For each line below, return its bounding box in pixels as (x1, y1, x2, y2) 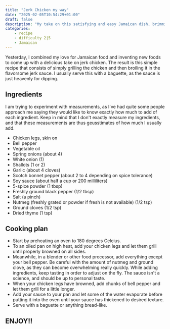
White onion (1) (12, 156, 45, 162)
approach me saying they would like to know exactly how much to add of (5, 109, 158, 115)
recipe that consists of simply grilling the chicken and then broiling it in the (5, 65, 160, 71)
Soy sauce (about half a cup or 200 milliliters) (12, 178, 108, 184)
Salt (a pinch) (12, 194, 41, 200)
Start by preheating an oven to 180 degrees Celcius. (12, 238, 121, 244)
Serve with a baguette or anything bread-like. (12, 302, 108, 308)
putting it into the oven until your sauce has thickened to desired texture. (12, 297, 164, 303)
